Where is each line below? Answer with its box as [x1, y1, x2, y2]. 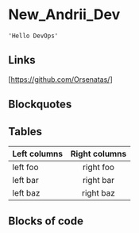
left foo [12, 161, 39, 173]
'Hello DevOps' [8, 32, 59, 40]
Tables [8, 125, 42, 138]
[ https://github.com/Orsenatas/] [8, 74, 113, 84]
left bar [12, 174, 40, 185]
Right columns [70, 148, 127, 159]
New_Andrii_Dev [8, 6, 121, 24]
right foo [82, 161, 115, 173]
